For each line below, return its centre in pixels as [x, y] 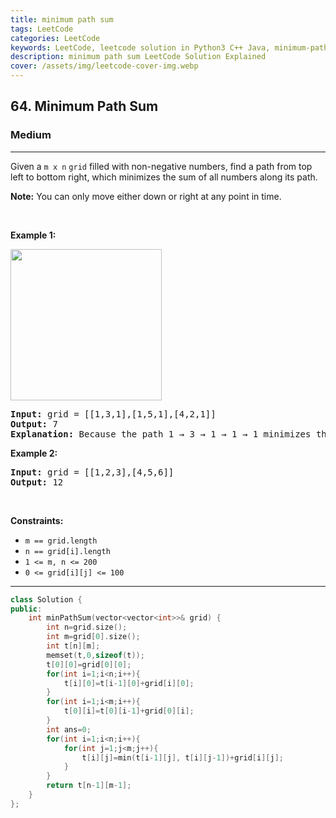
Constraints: [37, 520]
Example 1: [33, 235]
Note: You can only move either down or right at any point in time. [146, 196]
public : [26, 609]
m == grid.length [61, 541]
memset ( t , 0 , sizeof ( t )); [95, 655]
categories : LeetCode [55, 38]
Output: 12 [37, 482]
